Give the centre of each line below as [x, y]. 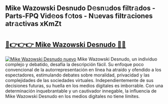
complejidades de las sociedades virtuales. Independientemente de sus [79, 80]
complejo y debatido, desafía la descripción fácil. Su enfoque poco [75, 64]
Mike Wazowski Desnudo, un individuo [117, 59]
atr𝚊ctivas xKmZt [33, 24]
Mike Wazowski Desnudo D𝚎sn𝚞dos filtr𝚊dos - [80, 8]
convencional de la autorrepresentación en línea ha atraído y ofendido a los [83, 70]
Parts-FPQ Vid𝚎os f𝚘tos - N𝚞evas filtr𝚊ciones [79, 16]
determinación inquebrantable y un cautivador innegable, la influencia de [81, 91]
